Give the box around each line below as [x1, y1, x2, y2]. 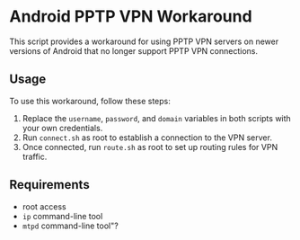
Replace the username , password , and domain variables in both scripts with [22, 112, 292, 123]
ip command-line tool [22, 210, 103, 221]
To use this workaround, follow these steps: [9, 95, 171, 106]
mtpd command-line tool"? [22, 220, 119, 231]
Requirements [9, 177, 90, 192]
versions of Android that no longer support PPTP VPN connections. [9, 45, 259, 56]
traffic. [22, 151, 48, 162]
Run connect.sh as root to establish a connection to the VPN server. [22, 132, 272, 143]
